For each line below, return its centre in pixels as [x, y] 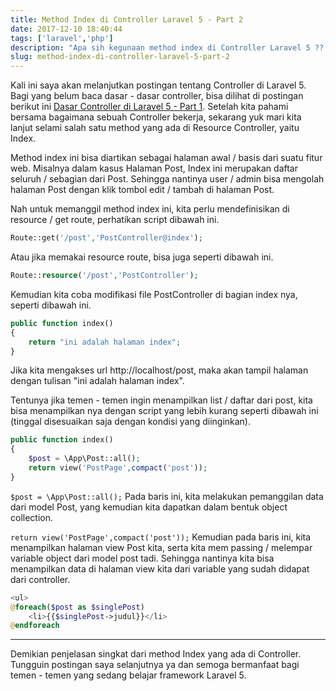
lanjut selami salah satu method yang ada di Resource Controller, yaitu [155, 128]
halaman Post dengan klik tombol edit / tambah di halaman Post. [142, 190]
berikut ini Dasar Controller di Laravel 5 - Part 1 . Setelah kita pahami [149, 107]
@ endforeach [35, 626]
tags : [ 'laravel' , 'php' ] [62, 38]
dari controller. [40, 579]
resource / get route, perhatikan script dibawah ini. [115, 220]
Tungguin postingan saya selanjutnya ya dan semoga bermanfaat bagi [155, 665]
